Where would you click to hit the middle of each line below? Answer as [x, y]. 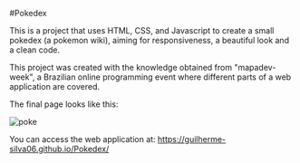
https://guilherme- [192, 139]
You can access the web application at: [82, 139]
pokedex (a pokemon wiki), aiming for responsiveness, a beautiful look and [150, 40]
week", [22, 77]
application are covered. [55, 86]
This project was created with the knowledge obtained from [121, 67]
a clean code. [35, 50]
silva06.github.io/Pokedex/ [59, 149]
